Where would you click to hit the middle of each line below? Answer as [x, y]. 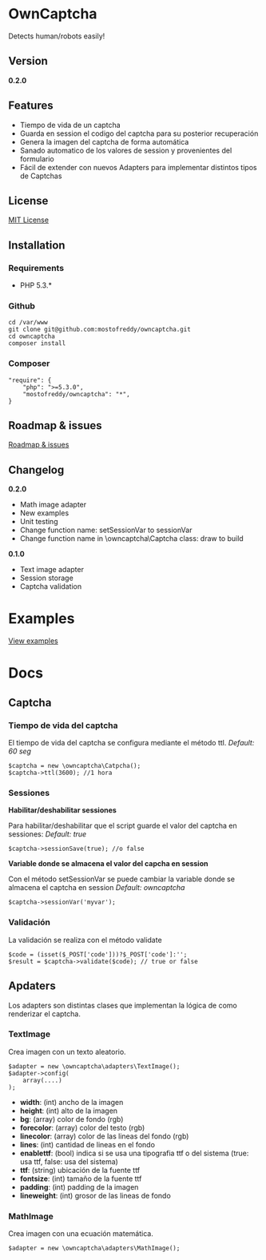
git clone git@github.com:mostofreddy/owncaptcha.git [100, 330]
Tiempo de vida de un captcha [70, 125]
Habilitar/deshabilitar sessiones [63, 810]
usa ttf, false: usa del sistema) [69, 1161]
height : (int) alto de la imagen [69, 1111]
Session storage [46, 578]
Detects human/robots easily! [57, 36]
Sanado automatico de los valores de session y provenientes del [126, 150]
